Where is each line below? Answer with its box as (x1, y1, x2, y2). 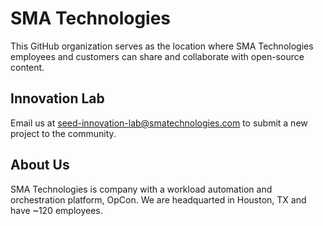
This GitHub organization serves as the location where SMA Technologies (10, 40, 314, 52)
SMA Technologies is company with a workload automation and (10, 183, 273, 195)
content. (10, 61, 45, 73)
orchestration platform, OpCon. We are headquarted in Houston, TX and (10, 193, 307, 206)
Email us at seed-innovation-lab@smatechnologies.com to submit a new (10, 117, 308, 129)
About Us (10, 157, 70, 174)
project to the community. (10, 127, 117, 139)
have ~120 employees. (10, 204, 103, 216)
